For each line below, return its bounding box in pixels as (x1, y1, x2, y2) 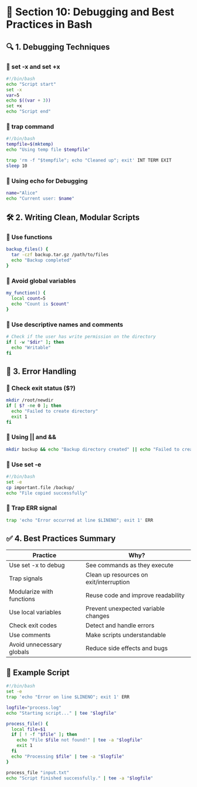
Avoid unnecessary (9, 640, 62, 648)
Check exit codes (9, 621, 57, 629)
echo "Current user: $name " (6, 195, 75, 202)
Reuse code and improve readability (86, 591, 185, 599)
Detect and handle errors (86, 621, 155, 629)
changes (86, 611, 110, 619)
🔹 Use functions (6, 233, 53, 242)
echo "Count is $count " (11, 301, 69, 307)
